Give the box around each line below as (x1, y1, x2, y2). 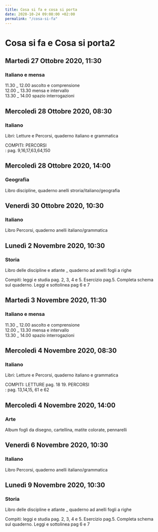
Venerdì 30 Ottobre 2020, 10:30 (5, 201, 104, 210)
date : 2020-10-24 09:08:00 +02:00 (5, 12, 76, 17)
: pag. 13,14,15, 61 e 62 (5, 387, 50, 393)
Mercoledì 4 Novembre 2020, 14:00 (5, 401, 116, 409)
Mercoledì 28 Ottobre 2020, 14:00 (5, 162, 111, 170)
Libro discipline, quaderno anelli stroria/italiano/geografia (5, 187, 120, 193)
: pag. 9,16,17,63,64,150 (5, 147, 51, 153)
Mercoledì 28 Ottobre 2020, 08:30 (5, 107, 112, 115)
